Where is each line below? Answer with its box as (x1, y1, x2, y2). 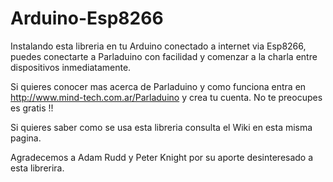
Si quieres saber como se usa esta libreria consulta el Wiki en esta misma (10, 121, 313, 133)
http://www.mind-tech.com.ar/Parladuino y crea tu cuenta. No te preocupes (10, 91, 323, 103)
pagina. (10, 132, 42, 144)
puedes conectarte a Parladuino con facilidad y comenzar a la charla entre (10, 50, 318, 62)
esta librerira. (10, 162, 65, 174)
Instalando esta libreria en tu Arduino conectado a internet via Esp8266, (10, 40, 307, 52)
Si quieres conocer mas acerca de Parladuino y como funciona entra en (10, 80, 307, 92)
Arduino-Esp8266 (10, 7, 164, 30)
